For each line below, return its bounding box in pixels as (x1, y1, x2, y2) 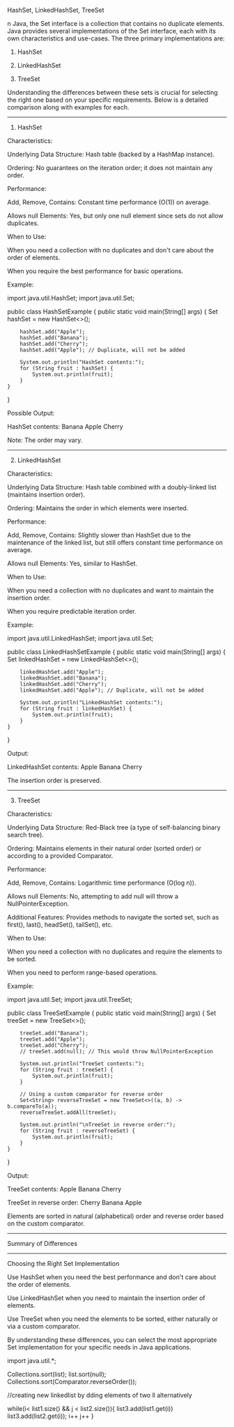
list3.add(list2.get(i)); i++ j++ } (7, 1412, 94, 1420)
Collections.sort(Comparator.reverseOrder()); (7, 1378, 137, 1386)
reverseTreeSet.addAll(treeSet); (19, 1109, 117, 1116)
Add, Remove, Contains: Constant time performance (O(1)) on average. (7, 198, 211, 206)
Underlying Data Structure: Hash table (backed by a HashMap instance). (7, 150, 214, 158)
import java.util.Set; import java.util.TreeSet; (7, 995, 133, 1003)
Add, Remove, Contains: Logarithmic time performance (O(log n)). (7, 878, 196, 887)
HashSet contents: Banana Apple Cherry (7, 422, 123, 431)
